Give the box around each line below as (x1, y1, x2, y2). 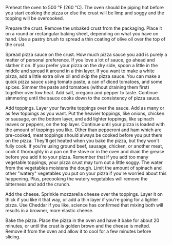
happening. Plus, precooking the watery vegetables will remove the (5, 176, 148, 181)
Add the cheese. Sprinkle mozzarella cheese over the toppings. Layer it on (5, 191, 163, 197)
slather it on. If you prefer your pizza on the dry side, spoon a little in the (5, 63, 158, 68)
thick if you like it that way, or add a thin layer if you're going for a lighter (5, 197, 159, 202)
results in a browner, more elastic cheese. (5, 208, 94, 213)
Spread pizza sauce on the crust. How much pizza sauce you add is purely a (5, 51, 167, 57)
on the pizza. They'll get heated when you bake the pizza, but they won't (5, 138, 159, 144)
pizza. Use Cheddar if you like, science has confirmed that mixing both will (5, 202, 163, 208)
